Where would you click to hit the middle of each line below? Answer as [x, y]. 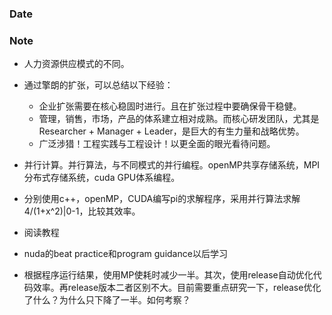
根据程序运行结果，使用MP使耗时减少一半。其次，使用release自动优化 [168, 275]
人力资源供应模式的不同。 [76, 64]
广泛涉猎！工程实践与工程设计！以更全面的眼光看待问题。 [157, 144]
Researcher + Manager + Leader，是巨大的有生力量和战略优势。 [171, 131]
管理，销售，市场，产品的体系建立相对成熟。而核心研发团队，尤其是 [179, 119]
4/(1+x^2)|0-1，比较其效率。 [82, 211]
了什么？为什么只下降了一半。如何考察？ [107, 300]
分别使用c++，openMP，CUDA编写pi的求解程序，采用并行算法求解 [162, 199]
